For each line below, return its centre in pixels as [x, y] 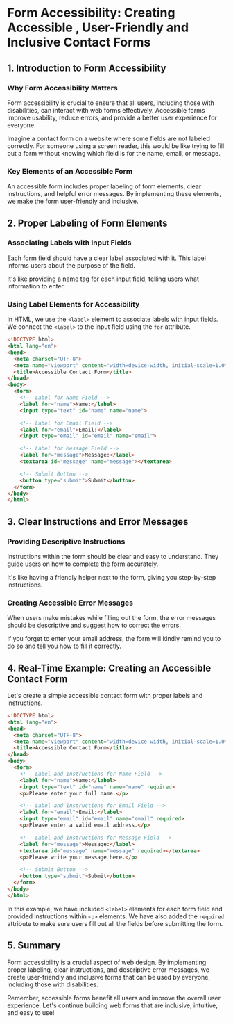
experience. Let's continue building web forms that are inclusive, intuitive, [113, 1005]
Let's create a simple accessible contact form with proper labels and [105, 696]
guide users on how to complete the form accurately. [83, 564]
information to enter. [36, 286]
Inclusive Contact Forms [79, 42]
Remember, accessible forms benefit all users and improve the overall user [114, 998]
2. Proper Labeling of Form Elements [87, 223]
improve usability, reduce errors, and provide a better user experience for [112, 117]
